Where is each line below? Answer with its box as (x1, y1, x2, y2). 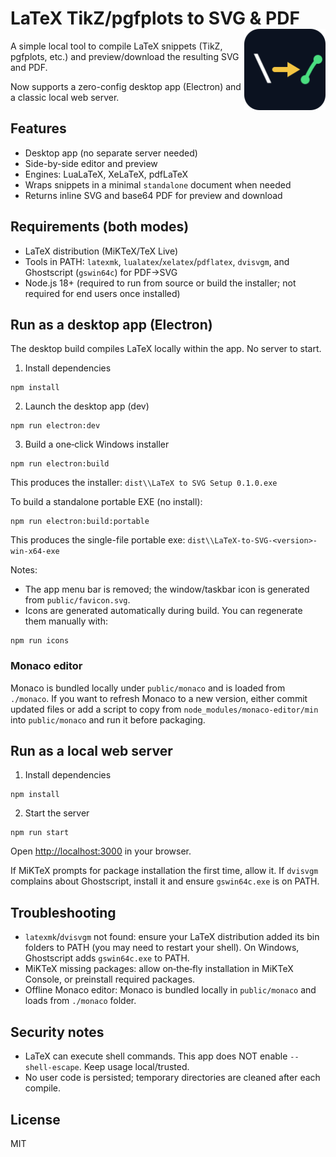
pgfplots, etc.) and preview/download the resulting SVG (10, 50, 240, 62)
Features (10, 120, 67, 137)
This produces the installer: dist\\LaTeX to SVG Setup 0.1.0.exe (10, 477, 278, 489)
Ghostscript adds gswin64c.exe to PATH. (24, 952, 190, 964)
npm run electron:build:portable (10, 517, 150, 527)
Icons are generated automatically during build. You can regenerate (24, 605, 303, 617)
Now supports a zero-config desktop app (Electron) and (10, 80, 242, 92)
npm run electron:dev (10, 421, 101, 431)
